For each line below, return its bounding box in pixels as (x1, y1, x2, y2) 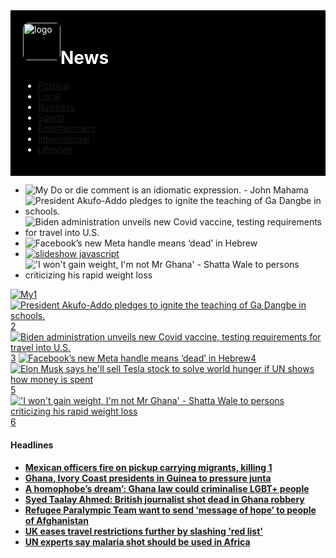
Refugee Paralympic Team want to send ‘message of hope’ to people (24, 504, 317, 516)
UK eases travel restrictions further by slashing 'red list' (24, 525, 264, 538)
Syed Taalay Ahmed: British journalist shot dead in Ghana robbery (24, 494, 305, 506)
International (37, 132, 90, 144)
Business (37, 100, 76, 113)
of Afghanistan (24, 515, 89, 527)
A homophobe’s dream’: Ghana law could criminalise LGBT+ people (24, 483, 310, 495)
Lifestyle (37, 143, 73, 155)
